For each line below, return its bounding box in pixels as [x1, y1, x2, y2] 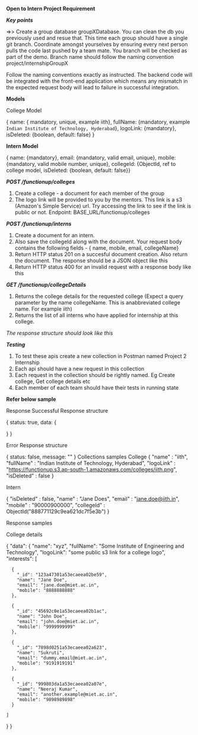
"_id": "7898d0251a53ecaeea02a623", [17, 645, 108, 651]
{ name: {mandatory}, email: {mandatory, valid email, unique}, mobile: [6, 154, 176, 161]
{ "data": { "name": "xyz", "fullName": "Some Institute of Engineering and [6, 542, 185, 549]
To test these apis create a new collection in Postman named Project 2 [14, 353, 187, 359]
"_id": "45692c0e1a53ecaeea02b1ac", [17, 608, 108, 614]
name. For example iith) [14, 306, 73, 312]
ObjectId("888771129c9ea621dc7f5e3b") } [6, 508, 110, 515]
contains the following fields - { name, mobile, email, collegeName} [14, 244, 179, 252]
